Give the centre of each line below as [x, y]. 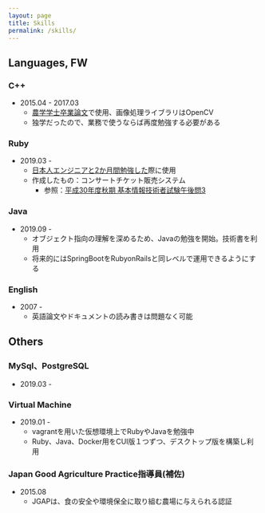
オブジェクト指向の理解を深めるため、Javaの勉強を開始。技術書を [141, 238]
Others [26, 342]
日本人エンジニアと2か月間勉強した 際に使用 [104, 170]
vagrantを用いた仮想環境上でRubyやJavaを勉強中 [113, 431]
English [23, 290]
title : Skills [32, 23]
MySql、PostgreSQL [49, 366]
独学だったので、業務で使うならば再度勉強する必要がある [126, 122]
